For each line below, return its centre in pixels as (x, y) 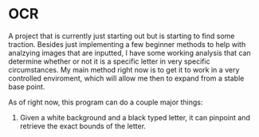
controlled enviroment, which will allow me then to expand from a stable (126, 78)
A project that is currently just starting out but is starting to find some (122, 36)
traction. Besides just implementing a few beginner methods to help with (127, 44)
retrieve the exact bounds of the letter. (82, 126)
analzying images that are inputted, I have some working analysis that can (129, 53)
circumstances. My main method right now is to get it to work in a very (124, 69)
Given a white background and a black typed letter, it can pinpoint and (135, 117)
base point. (27, 86)
